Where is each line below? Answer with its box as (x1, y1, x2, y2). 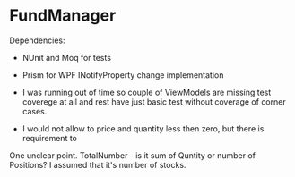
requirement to (22, 132, 78, 143)
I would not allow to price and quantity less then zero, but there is (22, 122, 265, 134)
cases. (22, 105, 48, 116)
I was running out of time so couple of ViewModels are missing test (22, 87, 272, 97)
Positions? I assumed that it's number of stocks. (9, 159, 187, 170)
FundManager (9, 5, 117, 26)
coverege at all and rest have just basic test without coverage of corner (22, 96, 286, 107)
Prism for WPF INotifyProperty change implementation (22, 69, 224, 80)
